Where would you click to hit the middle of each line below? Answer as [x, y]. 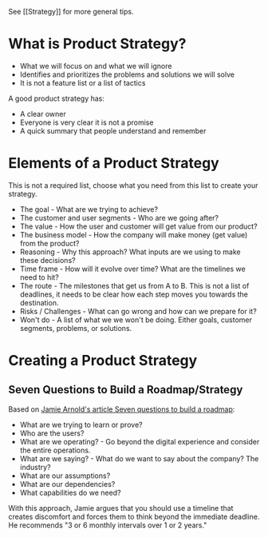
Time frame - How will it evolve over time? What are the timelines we [132, 269]
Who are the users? [52, 433]
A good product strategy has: [57, 98]
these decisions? [47, 260]
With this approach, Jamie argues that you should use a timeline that [121, 508]
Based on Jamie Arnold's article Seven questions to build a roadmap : [122, 409]
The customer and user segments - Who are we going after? [119, 217]
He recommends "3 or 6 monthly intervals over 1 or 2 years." [108, 525]
